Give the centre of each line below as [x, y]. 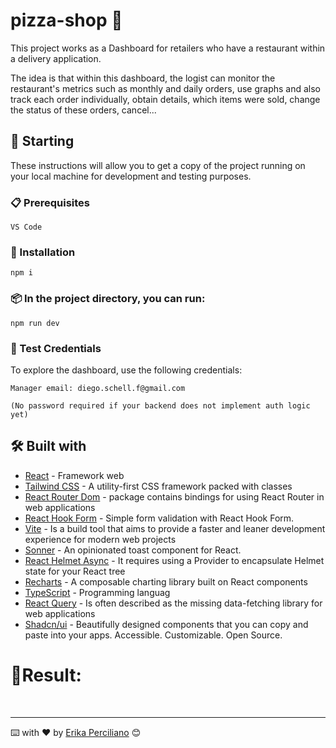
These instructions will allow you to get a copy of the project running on [158, 165]
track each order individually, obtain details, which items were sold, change [165, 99]
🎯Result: [46, 675]
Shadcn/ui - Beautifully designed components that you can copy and [166, 624]
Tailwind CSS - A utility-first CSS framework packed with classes [158, 486]
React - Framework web [74, 475]
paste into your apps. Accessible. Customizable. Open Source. [153, 635]
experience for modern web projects [100, 539]
